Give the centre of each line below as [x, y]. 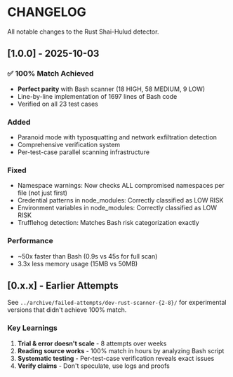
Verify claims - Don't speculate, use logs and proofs [93, 366]
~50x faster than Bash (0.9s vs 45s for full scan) [87, 256]
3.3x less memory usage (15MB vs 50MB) [78, 263]
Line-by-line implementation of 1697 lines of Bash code [97, 96]
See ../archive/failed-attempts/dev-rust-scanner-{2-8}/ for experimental [117, 303]
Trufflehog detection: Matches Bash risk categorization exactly [108, 223]
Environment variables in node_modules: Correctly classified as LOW [117, 208]
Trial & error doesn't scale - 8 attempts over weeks [92, 343]
